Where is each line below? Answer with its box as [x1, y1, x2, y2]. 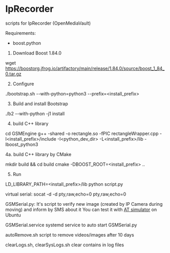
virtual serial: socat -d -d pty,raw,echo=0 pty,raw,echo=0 [5, 191, 126, 197]
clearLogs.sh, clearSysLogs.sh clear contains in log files [5, 242, 124, 248]
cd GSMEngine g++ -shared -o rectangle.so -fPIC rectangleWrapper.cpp [5, 130, 159, 137]
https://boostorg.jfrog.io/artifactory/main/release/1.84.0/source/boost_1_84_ [5, 65, 165, 71]
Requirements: [5, 30, 36, 36]
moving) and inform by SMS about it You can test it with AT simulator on [5, 206, 157, 212]
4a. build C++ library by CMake [5, 151, 72, 157]
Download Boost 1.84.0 [12, 50, 62, 56]
